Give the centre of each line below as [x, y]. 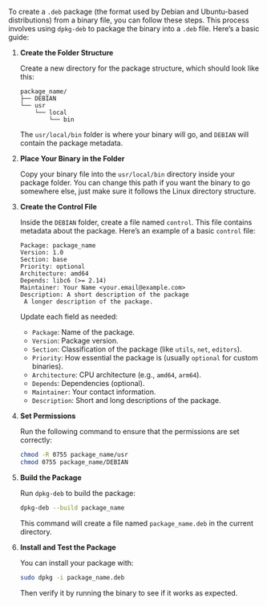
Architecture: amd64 [54, 274]
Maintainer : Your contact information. [94, 392]
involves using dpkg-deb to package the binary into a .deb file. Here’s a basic [134, 28]
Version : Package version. [75, 341]
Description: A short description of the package [105, 295]
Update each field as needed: [69, 317]
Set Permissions [48, 416]
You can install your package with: [77, 563]
